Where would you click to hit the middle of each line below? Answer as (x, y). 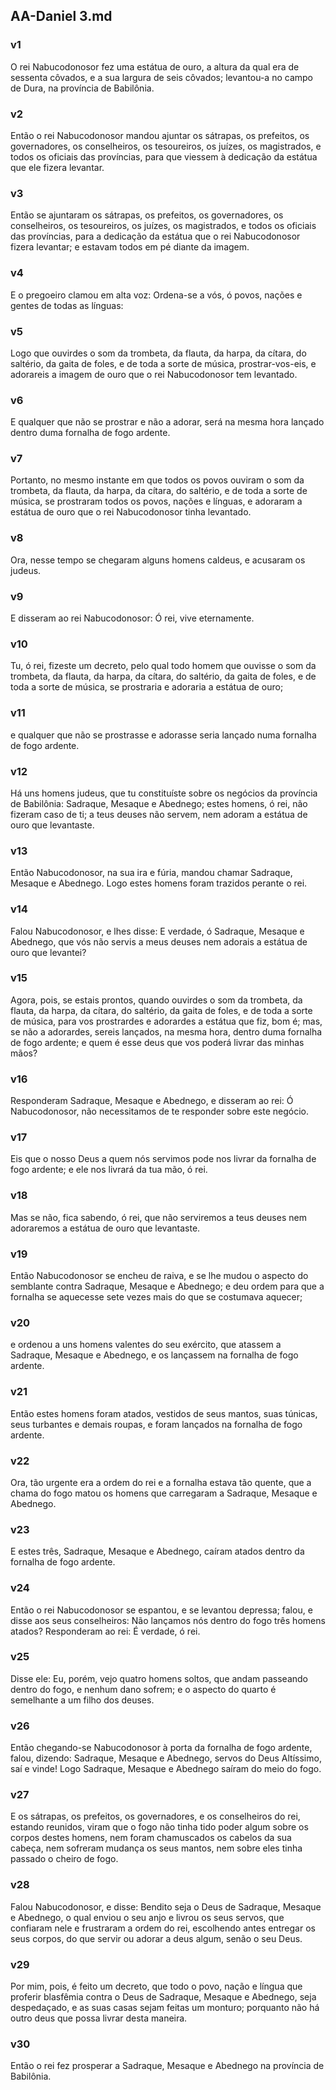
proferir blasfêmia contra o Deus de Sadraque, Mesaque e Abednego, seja (163, 1997)
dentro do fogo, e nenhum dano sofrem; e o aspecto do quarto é (143, 1689)
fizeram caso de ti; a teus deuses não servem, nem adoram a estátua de (159, 814)
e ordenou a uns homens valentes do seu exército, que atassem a (146, 1345)
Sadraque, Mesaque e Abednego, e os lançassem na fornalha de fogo (154, 1355)
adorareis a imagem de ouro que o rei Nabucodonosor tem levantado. (154, 374)
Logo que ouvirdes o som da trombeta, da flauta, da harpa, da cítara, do (158, 353)
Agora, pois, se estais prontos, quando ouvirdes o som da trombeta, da (156, 1000)
